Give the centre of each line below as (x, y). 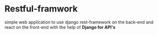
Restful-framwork (41, 9)
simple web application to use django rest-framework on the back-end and (79, 22)
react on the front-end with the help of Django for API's (60, 27)
